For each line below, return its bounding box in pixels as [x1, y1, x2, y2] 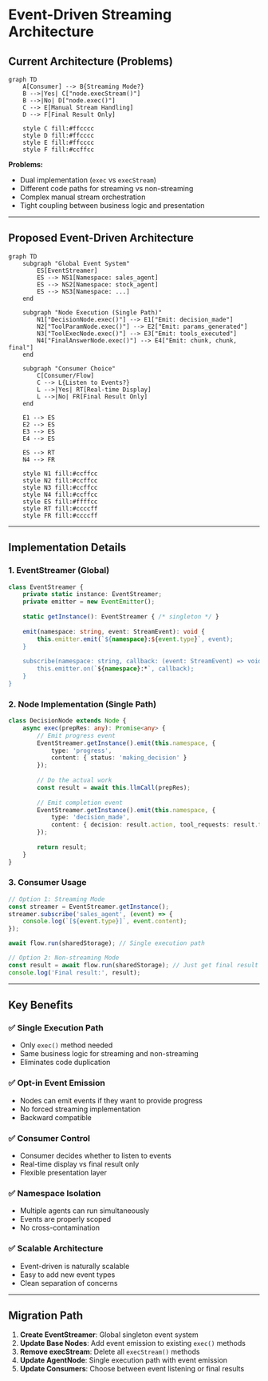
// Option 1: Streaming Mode [8, 895, 105, 903]
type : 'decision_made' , [50, 814, 130, 822]
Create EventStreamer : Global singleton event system [19, 1330, 199, 1339]
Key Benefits [8, 999, 73, 1012]
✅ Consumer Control [8, 1132, 90, 1143]
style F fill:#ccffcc [22, 146, 94, 154]
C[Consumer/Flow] [37, 371, 94, 379]
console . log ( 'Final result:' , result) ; [8, 968, 141, 977]
